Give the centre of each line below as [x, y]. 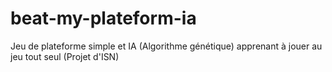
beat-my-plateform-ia [103, 18]
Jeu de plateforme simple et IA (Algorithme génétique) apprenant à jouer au [166, 46]
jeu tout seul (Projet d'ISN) [65, 56]
